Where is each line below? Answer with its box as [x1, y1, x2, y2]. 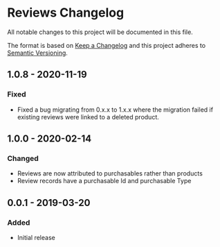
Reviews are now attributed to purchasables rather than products [17, 169, 203, 178]
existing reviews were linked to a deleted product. [17, 112, 159, 121]
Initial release [17, 234, 55, 241]
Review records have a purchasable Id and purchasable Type [17, 177, 192, 185]
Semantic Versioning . [7, 49, 68, 57]
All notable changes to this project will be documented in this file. [7, 28, 194, 36]
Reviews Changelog [7, 5, 125, 21]
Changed [7, 153, 39, 163]
